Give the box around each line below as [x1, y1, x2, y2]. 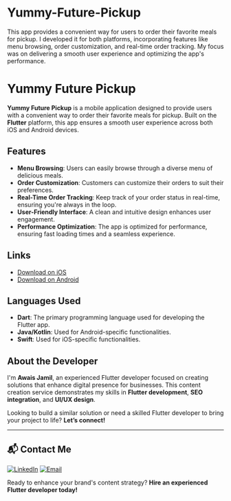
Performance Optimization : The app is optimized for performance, [16, 222, 208, 231]
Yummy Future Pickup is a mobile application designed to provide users [7, 103, 212, 111]
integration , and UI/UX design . [7, 396, 96, 404]
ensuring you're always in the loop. [16, 200, 117, 209]
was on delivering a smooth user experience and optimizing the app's [7, 50, 205, 58]
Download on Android [16, 275, 79, 284]
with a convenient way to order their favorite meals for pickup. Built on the [7, 111, 217, 119]
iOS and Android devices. [7, 125, 79, 134]
